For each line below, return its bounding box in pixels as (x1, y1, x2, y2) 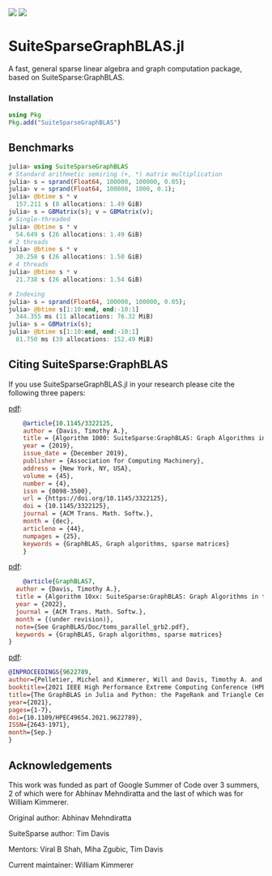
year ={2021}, (8, 698, 53, 707)
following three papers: (8, 387, 86, 397)
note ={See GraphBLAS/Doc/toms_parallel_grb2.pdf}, (15, 622, 190, 631)
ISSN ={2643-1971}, (8, 721, 70, 729)
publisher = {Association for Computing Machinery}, (23, 457, 205, 465)
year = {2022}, (15, 600, 67, 609)
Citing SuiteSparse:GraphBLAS (8, 357, 168, 372)
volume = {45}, (23, 472, 74, 480)
